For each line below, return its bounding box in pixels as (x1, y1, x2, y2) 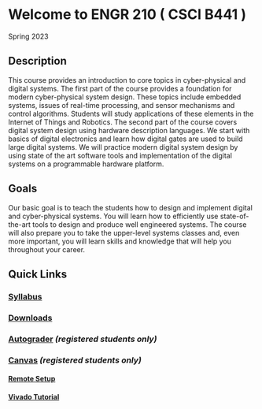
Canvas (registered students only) (8, 355, 142, 366)
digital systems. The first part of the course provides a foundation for (8, 84, 232, 93)
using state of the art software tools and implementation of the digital (8, 151, 232, 160)
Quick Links (8, 267, 68, 281)
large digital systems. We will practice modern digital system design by (8, 142, 238, 151)
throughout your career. (8, 244, 85, 254)
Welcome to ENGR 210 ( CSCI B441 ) (8, 6, 246, 24)
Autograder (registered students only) (8, 333, 157, 344)
